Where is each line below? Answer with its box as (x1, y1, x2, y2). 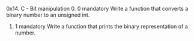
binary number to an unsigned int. (6, 11, 90, 18)
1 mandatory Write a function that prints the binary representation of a (14, 23, 188, 30)
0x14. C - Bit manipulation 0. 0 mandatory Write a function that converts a (6, 5, 189, 12)
